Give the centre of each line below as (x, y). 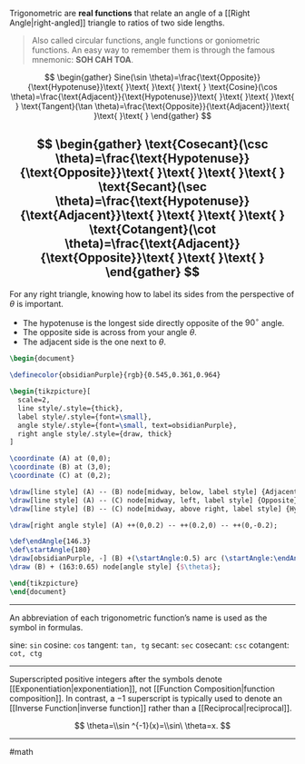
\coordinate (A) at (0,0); (60, 459)
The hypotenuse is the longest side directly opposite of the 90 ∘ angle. (153, 322)
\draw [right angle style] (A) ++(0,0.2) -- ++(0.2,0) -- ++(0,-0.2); (144, 525)
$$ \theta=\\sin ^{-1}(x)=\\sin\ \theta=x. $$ (152, 725)
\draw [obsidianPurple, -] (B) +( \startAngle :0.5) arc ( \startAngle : (142, 559)
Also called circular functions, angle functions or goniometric (146, 40)
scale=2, (34, 400)
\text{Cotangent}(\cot (152, 229)
